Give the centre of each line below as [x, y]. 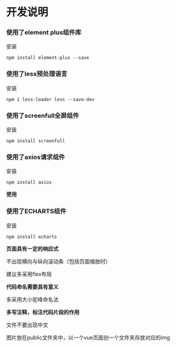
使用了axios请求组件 [36, 157]
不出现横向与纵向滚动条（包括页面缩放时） [58, 261]
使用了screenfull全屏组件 [43, 115]
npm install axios [29, 183]
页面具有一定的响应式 [32, 248]
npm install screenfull [36, 141]
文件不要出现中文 [27, 325]
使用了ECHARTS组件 [36, 211]
